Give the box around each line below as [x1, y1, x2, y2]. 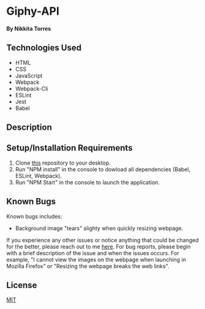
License [6, 280, 37, 290]
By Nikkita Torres [6, 24, 51, 32]
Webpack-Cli [15, 84, 48, 92]
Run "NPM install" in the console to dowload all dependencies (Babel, [15, 165, 191, 173]
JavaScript [15, 72, 43, 79]
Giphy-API [6, 4, 60, 18]
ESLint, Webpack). [15, 172, 62, 179]
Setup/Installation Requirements [6, 143, 133, 154]
